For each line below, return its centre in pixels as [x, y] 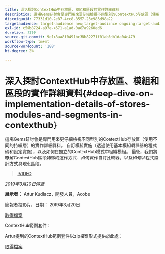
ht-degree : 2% [20, 51]
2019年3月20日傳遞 [25, 184]
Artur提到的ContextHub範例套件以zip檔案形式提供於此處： [64, 236]
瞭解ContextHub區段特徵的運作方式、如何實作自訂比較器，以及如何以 [75, 158]
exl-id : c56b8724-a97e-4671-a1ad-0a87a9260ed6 [54, 28]
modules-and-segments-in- [64, 114]
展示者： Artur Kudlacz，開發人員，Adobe [48, 194]
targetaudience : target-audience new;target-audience [61, 23]
